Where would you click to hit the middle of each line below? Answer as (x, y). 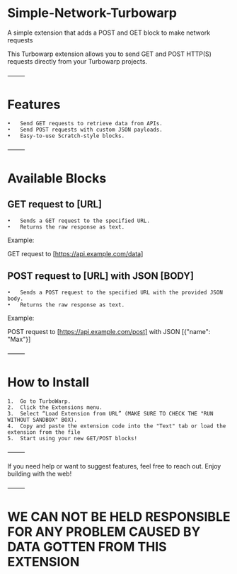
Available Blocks (57, 179)
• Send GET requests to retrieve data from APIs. (85, 123)
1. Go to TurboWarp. (39, 401)
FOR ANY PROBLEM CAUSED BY (104, 532)
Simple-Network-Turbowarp (92, 13)
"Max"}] (19, 339)
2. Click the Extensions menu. (55, 407)
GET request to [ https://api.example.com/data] (75, 253)
